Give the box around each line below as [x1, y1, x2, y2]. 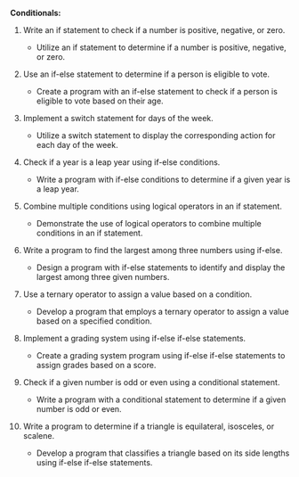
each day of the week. [36, 140, 118, 150]
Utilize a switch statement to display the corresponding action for [36, 130, 276, 141]
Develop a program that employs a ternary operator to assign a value [36, 307, 289, 317]
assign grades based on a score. [36, 360, 157, 370]
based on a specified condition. [36, 316, 152, 326]
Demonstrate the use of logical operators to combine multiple [36, 218, 262, 228]
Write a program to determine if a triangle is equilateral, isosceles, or [22, 421, 275, 432]
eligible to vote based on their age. [36, 95, 164, 106]
